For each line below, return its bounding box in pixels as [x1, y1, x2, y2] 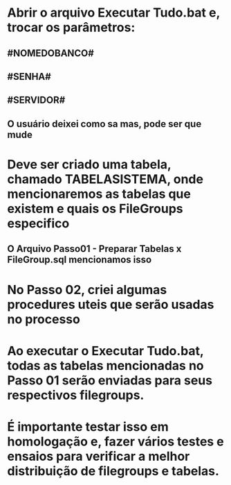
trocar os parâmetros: [7, 19, 136, 35]
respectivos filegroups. [7, 387, 145, 403]
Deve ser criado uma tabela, [7, 156, 172, 172]
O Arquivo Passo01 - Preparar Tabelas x [7, 243, 182, 255]
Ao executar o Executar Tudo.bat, [7, 343, 204, 359]
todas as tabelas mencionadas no [7, 357, 204, 373]
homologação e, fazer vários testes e [7, 434, 225, 449]
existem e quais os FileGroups [7, 201, 183, 216]
